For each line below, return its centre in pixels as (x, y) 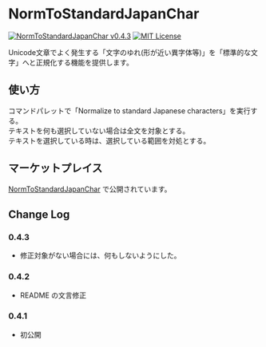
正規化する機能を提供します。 (84, 62)
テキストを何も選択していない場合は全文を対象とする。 (99, 130)
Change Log (39, 214)
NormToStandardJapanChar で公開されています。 (90, 189)
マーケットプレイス (56, 168)
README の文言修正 (53, 295)
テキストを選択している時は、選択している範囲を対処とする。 (109, 140)
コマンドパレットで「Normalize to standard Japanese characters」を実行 (129, 110)
